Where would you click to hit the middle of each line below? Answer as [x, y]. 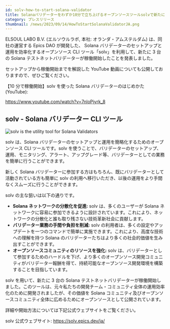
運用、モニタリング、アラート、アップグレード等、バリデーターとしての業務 [85, 155]
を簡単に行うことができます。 [36, 161]
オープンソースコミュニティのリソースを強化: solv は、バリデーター [83, 251]
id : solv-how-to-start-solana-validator [49, 10]
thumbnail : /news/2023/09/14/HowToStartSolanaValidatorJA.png [72, 24]
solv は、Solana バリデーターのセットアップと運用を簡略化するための [78, 142]
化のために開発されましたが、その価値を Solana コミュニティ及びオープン [82, 293]
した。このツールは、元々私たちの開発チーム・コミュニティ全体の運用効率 [87, 287]
